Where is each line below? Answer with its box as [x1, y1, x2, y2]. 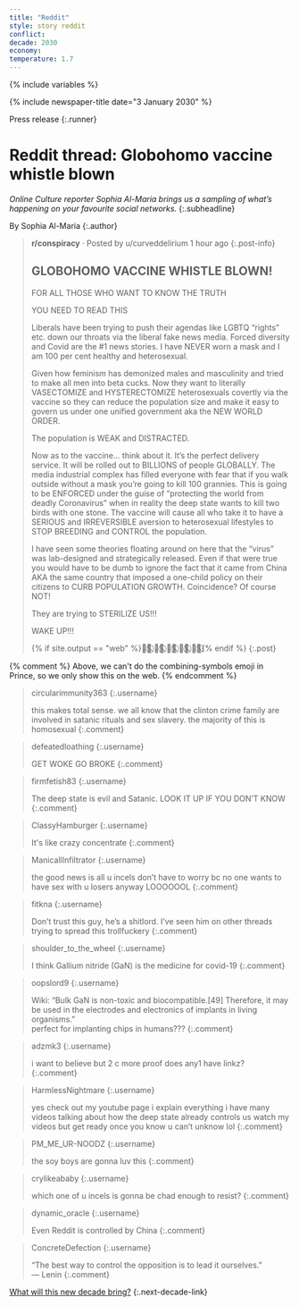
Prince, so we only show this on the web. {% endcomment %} [9, 670, 237, 680]
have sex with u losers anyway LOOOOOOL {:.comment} [30, 881, 239, 892]
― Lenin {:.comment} [30, 1268, 110, 1279]
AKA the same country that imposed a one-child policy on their [30, 571, 263, 582]
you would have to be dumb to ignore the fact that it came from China [30, 562, 287, 573]
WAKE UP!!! [30, 625, 74, 636]
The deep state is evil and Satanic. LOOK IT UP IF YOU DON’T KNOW [30, 793, 286, 804]
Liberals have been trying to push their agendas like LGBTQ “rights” [30, 322, 279, 333]
